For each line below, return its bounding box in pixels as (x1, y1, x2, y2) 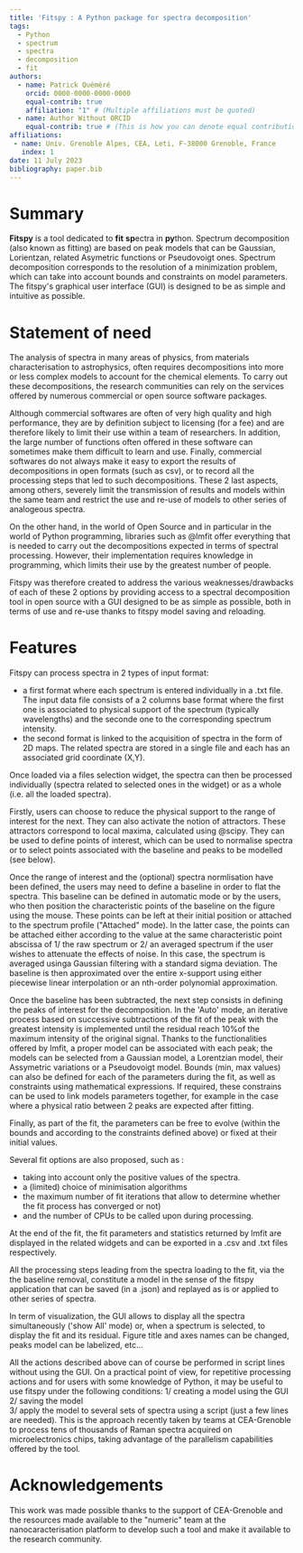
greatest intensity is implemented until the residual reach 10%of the (9, 1024, 260, 1035)
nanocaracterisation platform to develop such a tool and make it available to (9, 1524, 291, 1535)
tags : (9, 22, 30, 31)
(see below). (9, 854, 56, 865)
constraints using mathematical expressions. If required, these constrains (9, 1081, 282, 1093)
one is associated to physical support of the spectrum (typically (22, 704, 260, 715)
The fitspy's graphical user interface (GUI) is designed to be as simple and (9, 281, 286, 292)
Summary (9, 203, 84, 224)
